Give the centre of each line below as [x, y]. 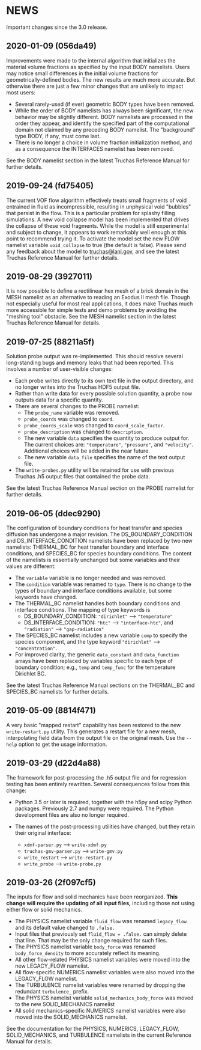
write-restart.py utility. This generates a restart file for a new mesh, [91, 731]
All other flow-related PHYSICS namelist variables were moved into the [102, 960]
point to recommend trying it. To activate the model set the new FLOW [93, 239]
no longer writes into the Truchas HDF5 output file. [78, 387]
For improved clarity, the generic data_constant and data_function [97, 655]
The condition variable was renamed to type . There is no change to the [103, 584]
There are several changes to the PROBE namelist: [77, 406]
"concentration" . [36, 648]
